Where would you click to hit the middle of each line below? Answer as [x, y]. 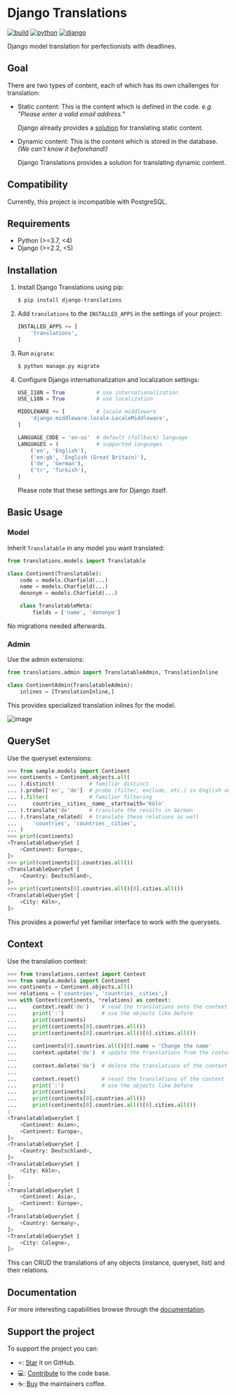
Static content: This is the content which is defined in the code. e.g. [115, 106]
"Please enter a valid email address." [71, 113]
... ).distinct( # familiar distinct [78, 784]
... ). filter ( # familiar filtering [80, 797]
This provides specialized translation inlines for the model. [91, 705]
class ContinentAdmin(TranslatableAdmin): [70, 685]
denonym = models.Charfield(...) [69, 594]
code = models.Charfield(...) [64, 580]
